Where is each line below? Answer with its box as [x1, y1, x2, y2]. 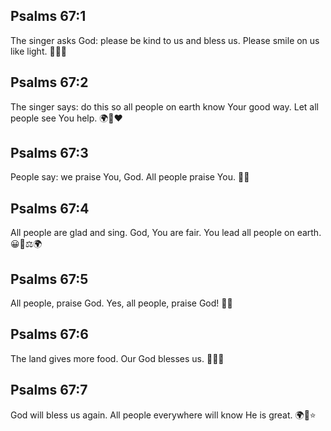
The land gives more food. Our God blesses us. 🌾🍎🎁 [10, 352, 225, 364]
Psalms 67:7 [10, 382, 88, 399]
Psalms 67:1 [10, 8, 87, 25]
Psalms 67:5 [10, 270, 89, 288]
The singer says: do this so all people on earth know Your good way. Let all [10, 100, 319, 113]
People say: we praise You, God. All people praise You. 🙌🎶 [10, 171, 250, 183]
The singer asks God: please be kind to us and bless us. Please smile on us [10, 34, 320, 46]
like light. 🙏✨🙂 [10, 45, 68, 57]
